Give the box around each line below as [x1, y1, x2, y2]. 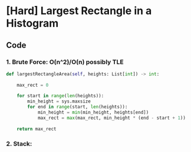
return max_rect [17, 125, 57, 132]
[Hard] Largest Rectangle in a [6, 4, 152, 18]
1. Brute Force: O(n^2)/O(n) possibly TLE [6, 58, 124, 66]
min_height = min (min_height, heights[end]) [37, 110, 149, 115]
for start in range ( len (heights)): [17, 93, 104, 99]
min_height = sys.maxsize [27, 98, 91, 104]
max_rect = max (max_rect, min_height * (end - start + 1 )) [37, 115, 186, 121]
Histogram [6, 16, 59, 30]
